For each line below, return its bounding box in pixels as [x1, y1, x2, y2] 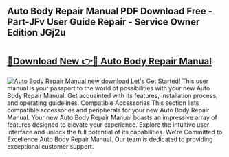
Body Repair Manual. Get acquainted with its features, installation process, [7, 92, 218, 99]
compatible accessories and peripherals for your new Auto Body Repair [7, 106, 210, 114]
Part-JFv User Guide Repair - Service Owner [7, 16, 200, 28]
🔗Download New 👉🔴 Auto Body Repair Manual [7, 55, 212, 67]
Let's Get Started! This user [130, 77, 208, 85]
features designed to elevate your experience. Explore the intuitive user [7, 121, 210, 129]
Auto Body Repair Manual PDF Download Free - [7, 5, 213, 17]
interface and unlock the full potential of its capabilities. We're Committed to [7, 128, 223, 136]
